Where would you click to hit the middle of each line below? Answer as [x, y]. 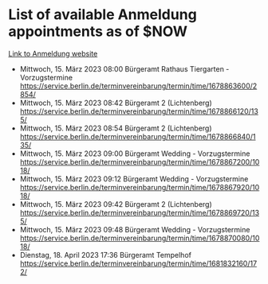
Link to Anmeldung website [53, 53]
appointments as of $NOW [98, 31]
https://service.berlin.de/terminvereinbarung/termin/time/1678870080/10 [140, 238]
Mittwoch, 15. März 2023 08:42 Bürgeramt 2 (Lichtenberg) [116, 103]
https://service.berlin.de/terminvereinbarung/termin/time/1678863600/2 [138, 86]
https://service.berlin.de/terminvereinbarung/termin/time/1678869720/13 [140, 212]
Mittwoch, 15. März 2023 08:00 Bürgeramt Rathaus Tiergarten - [124, 68]
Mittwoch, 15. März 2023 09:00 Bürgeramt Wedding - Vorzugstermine [135, 154]
